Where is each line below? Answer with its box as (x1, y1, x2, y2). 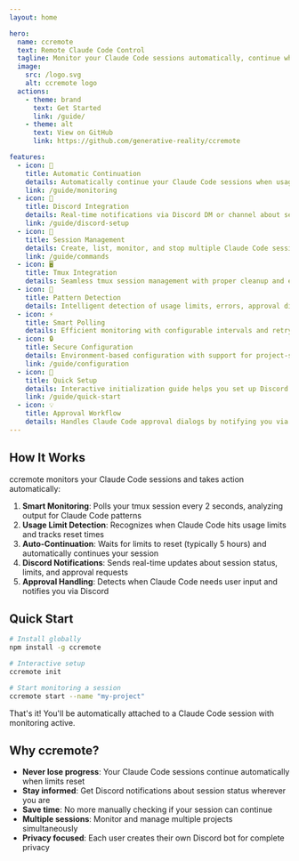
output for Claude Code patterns (21, 510, 142, 520)
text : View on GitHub (32, 128, 114, 138)
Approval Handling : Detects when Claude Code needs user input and (21, 575, 279, 587)
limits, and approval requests (21, 567, 129, 577)
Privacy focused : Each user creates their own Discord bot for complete (21, 833, 285, 843)
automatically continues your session (21, 548, 159, 559)
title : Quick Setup (25, 375, 98, 385)
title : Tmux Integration (25, 269, 117, 278)
